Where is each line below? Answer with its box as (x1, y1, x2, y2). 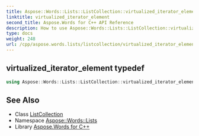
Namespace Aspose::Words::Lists (14, 117, 98, 124)
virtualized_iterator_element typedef (6, 63, 145, 74)
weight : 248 (6, 36, 36, 42)
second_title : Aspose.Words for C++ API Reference (6, 19, 134, 25)
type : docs (6, 31, 33, 37)
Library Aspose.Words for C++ (14, 123, 90, 130)
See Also (6, 95, 40, 105)
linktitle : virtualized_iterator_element (6, 14, 110, 20)
